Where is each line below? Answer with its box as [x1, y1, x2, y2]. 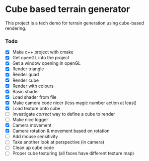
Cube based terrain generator [5, 3, 130, 15]
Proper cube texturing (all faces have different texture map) [12, 151, 134, 157]
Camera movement [12, 122, 52, 128]
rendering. [5, 25, 26, 31]
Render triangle [12, 66, 44, 72]
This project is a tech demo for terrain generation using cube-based [5, 20, 144, 26]
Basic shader [12, 88, 40, 94]
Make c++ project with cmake [12, 49, 74, 55]
